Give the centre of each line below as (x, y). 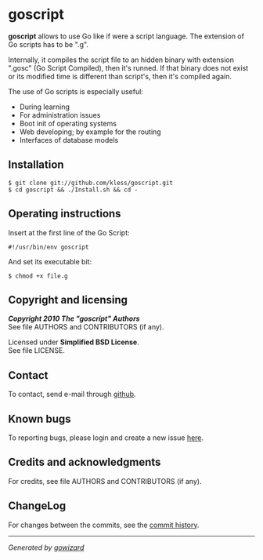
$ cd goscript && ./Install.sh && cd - (73, 190)
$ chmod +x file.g (38, 276)
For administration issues (60, 115)
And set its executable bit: (50, 261)
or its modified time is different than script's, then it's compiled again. (120, 76)
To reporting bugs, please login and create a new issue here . (106, 438)
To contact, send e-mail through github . (72, 395)
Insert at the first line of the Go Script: (69, 232)
